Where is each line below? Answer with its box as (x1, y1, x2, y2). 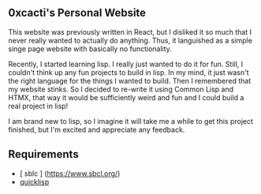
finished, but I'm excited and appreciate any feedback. (8, 125, 185, 134)
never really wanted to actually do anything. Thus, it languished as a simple (8, 35, 252, 45)
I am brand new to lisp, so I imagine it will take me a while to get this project (8, 116, 254, 125)
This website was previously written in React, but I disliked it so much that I (8, 27, 252, 36)
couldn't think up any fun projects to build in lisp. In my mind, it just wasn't (8, 67, 250, 77)
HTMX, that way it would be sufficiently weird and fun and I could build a (8, 92, 244, 102)
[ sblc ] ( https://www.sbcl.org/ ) (19, 169, 121, 178)
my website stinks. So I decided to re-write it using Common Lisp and (8, 84, 234, 94)
